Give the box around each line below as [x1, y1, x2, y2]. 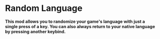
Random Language [5, 3, 83, 14]
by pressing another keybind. [5, 29, 66, 34]
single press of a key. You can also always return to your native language [5, 23, 156, 29]
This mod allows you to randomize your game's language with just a [5, 19, 145, 24]
